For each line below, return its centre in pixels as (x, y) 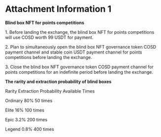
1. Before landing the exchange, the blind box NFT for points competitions (80, 32)
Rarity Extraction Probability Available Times (50, 91)
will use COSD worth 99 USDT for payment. (49, 37)
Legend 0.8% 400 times (30, 129)
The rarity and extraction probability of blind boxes (58, 82)
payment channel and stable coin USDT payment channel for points (74, 52)
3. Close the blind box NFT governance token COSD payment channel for (79, 67)
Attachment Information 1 (58, 9)
